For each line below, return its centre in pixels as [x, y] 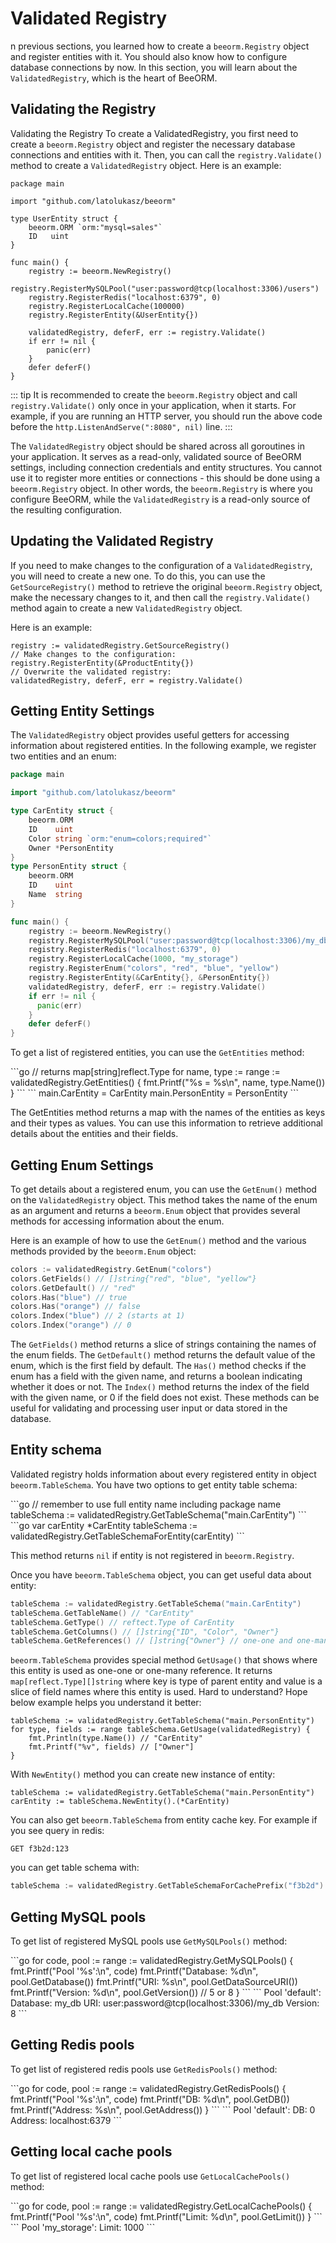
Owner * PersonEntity [71, 848]
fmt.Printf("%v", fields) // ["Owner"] [111, 1747]
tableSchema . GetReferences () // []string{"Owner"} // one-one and [151, 1641]
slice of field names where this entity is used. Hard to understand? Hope [159, 1692]
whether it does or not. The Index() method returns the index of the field [160, 1387]
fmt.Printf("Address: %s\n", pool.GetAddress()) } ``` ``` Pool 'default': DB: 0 [163, 2109]
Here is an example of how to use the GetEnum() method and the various [158, 1240]
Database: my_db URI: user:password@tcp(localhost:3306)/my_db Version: [165, 2003]
